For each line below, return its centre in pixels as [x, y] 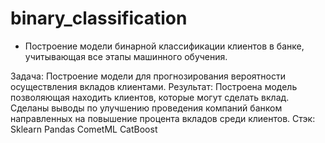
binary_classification [99, 18]
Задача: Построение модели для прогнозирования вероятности [148, 76]
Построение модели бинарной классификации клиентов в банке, [164, 46]
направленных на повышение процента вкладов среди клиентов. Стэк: [163, 118]
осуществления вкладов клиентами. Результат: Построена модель [154, 86]
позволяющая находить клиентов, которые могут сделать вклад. [150, 97]
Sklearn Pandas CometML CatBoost [84, 129]
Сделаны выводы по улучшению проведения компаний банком [146, 108]
